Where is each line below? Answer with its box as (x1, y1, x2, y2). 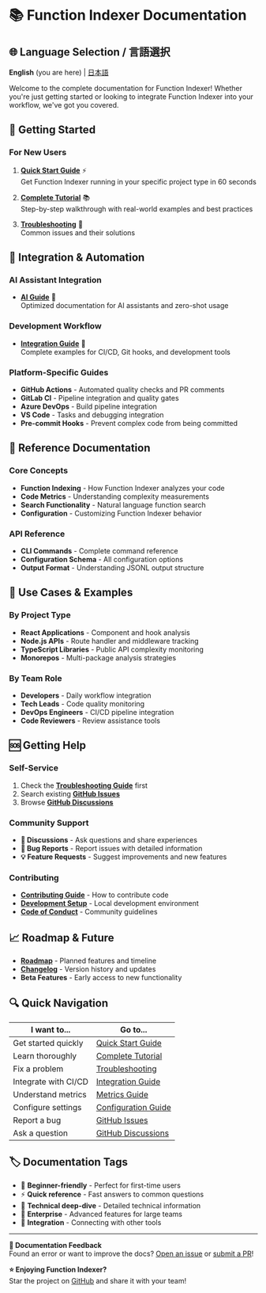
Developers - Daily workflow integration (20, 690, 152, 700)
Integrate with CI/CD (13, 1076, 89, 1087)
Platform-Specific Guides (9, 367, 109, 378)
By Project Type (9, 610, 71, 621)
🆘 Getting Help (9, 739, 86, 752)
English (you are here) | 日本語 (9, 68, 109, 77)
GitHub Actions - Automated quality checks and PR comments (20, 385, 225, 394)
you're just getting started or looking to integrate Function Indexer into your (9, 92, 253, 101)
